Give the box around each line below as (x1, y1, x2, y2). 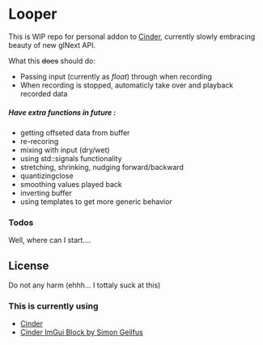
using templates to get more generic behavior (19, 196, 172, 207)
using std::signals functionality (19, 153, 123, 163)
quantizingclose (19, 171, 74, 181)
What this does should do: (8, 56, 95, 66)
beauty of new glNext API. (8, 40, 95, 49)
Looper (8, 5, 57, 23)
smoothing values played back (19, 179, 123, 189)
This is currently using (8, 300, 99, 312)
